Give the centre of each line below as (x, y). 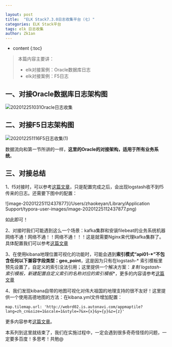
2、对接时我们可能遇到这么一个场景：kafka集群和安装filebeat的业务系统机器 (85, 230)
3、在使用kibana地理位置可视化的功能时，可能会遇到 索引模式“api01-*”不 (83, 254)
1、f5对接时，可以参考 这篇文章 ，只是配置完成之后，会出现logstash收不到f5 (84, 187)
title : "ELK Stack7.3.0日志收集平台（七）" (50, 19)
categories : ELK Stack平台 (33, 24)
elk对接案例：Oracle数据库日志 (58, 70)
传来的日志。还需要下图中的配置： (41, 193)
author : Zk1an (20, 34)
